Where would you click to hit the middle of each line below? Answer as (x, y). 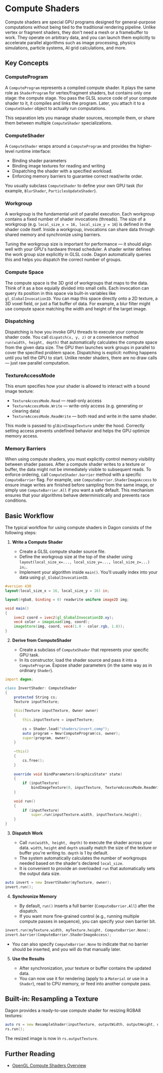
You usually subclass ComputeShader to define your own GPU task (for (74, 185)
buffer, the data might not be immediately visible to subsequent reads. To (78, 470)
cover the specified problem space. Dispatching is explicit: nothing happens (81, 352)
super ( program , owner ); (46, 738)
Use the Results (28, 959)
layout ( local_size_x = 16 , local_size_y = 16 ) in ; (57, 591)
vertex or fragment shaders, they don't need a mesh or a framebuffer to (77, 32)
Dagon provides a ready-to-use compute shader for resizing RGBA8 (73, 1011)
